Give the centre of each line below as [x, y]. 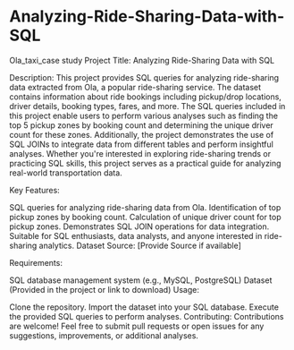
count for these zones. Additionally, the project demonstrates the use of [142, 134]
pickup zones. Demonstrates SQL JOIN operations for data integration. [139, 226]
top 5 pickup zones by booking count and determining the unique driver [142, 125]
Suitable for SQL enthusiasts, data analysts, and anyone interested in [136, 235]
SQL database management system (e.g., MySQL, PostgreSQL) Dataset [141, 280]
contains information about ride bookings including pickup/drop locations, [145, 97]
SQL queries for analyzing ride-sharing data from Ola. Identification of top [145, 207]
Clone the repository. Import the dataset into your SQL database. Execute [144, 307]
